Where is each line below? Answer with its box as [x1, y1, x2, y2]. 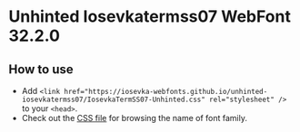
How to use [8, 61, 74, 77]
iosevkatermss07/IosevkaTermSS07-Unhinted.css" [21, 95, 205, 104]
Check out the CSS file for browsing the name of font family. [21, 113, 247, 123]
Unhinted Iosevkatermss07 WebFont [8, 6, 292, 27]
